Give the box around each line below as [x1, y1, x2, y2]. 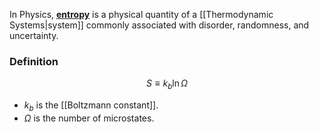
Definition [9, 54, 59, 68]
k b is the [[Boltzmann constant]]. [23, 99, 159, 113]
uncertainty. [9, 30, 59, 41]
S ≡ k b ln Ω [145, 77, 189, 92]
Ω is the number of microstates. [23, 112, 155, 124]
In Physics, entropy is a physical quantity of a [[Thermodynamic [9, 9, 274, 20]
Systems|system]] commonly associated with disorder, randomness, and [9, 19, 310, 31]
